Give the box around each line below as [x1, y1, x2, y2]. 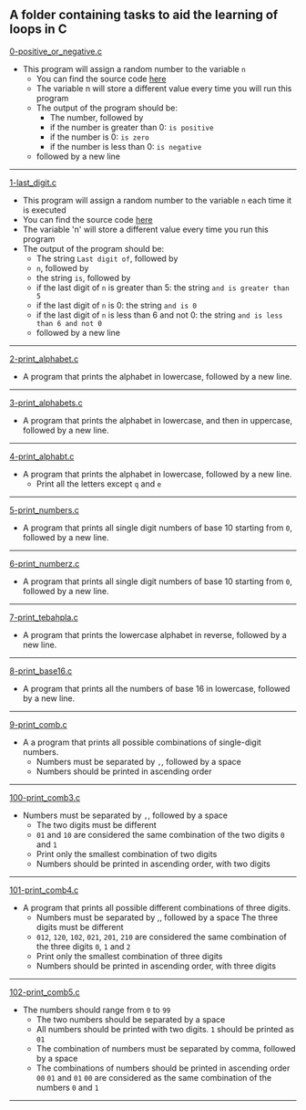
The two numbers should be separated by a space [36, 1013, 226, 1025]
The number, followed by [49, 111, 144, 122]
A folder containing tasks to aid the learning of [9, 7, 279, 23]
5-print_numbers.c [9, 504, 80, 515]
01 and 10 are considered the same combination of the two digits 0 [36, 829, 285, 840]
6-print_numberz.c [9, 558, 80, 569]
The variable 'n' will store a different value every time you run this [22, 224, 269, 235]
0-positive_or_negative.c [9, 46, 103, 57]
